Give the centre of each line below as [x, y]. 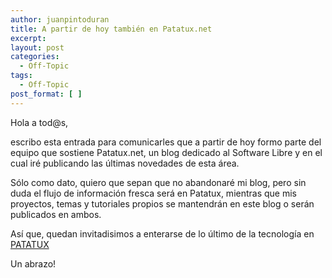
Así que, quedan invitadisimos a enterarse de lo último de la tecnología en [162, 233]
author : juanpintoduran [60, 19]
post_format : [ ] [46, 94]
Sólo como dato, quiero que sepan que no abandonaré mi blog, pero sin [158, 182]
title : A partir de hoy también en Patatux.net [111, 29]
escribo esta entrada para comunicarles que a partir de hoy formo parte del [166, 142]
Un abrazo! [33, 263]
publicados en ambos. [56, 214]
